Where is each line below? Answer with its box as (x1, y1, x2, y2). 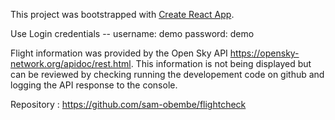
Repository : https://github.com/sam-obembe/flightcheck (10, 99, 247, 110)
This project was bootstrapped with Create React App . (10, 9, 235, 20)
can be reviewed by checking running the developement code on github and (10, 69, 325, 80)
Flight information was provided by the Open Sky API (10, 47, 228, 59)
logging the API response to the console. (10, 79, 178, 91)
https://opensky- (229, 47, 300, 59)
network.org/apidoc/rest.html (10, 58, 132, 69)
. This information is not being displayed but (130, 58, 312, 69)
